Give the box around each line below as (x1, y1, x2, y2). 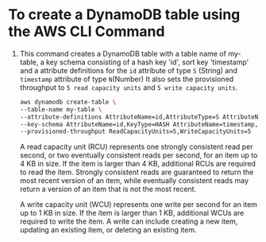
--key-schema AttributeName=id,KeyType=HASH (19, 120, 170, 128)
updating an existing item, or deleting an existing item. (19, 225, 197, 235)
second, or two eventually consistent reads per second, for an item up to (19, 150, 258, 160)
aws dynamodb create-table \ (19, 98, 117, 106)
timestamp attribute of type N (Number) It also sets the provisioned (19, 74, 234, 84)
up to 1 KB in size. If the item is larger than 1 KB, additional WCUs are (19, 209, 245, 218)
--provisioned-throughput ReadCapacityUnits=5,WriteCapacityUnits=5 (19, 127, 252, 136)
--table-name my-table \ (19, 105, 102, 113)
